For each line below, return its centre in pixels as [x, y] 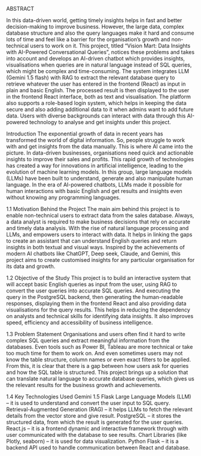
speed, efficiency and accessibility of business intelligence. [80, 322]
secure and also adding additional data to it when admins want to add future [100, 109]
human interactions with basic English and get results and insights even [94, 191]
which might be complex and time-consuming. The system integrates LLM [98, 71]
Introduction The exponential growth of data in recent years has [85, 134]
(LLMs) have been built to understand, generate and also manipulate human [100, 178]
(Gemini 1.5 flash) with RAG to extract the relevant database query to [91, 78]
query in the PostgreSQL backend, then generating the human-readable [95, 297]
